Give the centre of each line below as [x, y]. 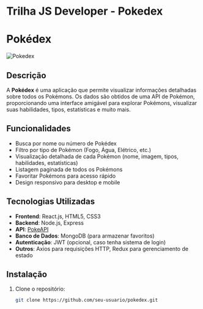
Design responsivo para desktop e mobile [68, 182]
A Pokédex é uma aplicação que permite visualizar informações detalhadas [102, 90]
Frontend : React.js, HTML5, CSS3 [58, 216]
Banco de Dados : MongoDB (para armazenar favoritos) [85, 236]
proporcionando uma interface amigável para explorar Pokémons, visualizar [102, 103]
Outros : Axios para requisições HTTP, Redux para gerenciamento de [102, 249]
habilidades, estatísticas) [46, 162]
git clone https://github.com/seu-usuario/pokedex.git [87, 300]
